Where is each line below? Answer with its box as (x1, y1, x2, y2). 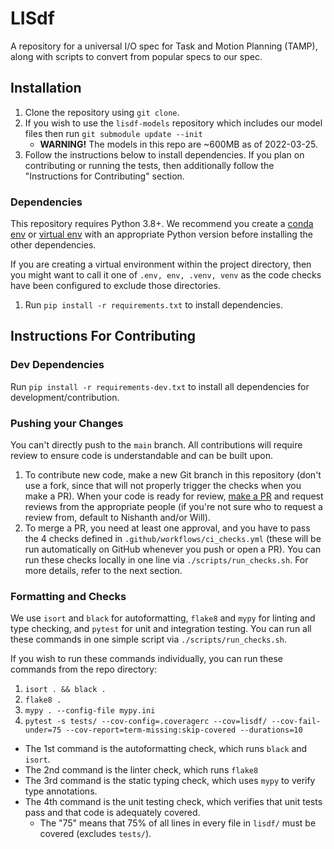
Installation (10, 80, 82, 97)
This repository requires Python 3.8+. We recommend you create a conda (10, 218, 314, 230)
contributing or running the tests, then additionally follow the (24, 159, 275, 171)
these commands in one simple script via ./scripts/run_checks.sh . (10, 633, 287, 646)
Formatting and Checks (10, 589, 127, 603)
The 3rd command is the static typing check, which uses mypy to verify (24, 775, 316, 787)
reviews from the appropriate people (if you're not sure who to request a (24, 501, 323, 513)
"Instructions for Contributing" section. (24, 170, 185, 182)
